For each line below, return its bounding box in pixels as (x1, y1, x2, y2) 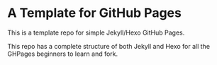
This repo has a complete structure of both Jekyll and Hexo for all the (7, 42, 211, 50)
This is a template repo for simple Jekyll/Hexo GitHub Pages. (7, 28, 185, 37)
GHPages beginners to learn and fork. (7, 49, 118, 58)
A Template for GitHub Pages (7, 5, 182, 21)
